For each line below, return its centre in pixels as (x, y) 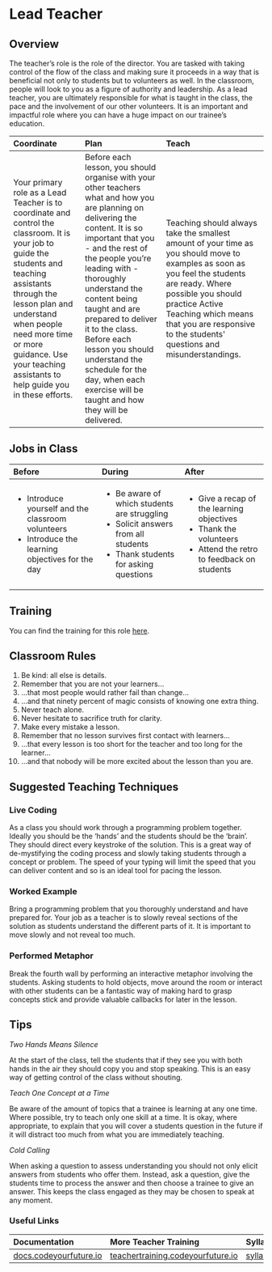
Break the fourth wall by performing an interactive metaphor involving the (131, 973)
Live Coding (33, 810)
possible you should (204, 294)
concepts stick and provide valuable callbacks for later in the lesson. (123, 999)
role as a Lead (40, 193)
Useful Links (34, 1221)
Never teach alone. (52, 710)
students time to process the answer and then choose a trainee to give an (132, 1183)
